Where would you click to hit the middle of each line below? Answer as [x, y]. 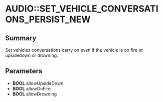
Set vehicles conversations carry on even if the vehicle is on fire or [74, 50]
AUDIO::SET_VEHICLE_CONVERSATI [82, 9]
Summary [21, 38]
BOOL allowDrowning [35, 94]
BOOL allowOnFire [32, 88]
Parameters [24, 71]
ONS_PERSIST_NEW [48, 19]
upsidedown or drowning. [32, 55]
